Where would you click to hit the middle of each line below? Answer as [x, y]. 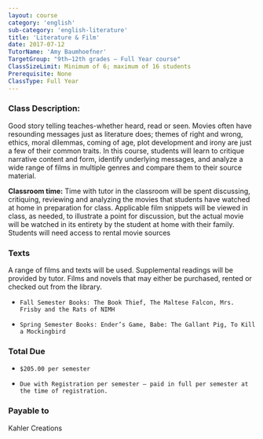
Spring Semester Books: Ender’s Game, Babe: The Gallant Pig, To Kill [137, 325]
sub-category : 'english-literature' [68, 30]
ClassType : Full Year [44, 81]
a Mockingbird [42, 332]
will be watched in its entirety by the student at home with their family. [121, 224]
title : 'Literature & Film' [54, 37]
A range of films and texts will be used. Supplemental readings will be [121, 270]
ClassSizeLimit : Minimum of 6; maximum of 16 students [100, 67]
